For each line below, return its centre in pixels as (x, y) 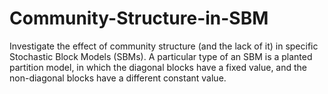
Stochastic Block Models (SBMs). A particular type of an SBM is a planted (161, 56)
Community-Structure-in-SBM (139, 18)
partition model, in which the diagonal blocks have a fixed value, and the (158, 67)
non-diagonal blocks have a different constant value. (118, 78)
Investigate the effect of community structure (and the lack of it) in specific (164, 46)
